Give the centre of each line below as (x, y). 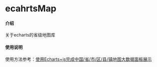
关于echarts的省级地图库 (30, 35)
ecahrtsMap (31, 9)
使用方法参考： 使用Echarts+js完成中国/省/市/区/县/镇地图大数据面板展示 (78, 59)
